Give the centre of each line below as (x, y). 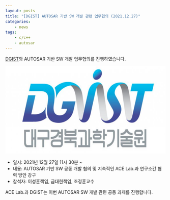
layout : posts (20, 11)
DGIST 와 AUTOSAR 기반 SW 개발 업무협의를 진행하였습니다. (66, 59)
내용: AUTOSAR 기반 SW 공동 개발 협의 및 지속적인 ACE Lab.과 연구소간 (84, 169)
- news (21, 27)
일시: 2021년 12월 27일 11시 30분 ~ (48, 162)
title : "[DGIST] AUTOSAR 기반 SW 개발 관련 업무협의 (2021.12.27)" (73, 16)
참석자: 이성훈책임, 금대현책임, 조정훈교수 (53, 182)
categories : (18, 21)
